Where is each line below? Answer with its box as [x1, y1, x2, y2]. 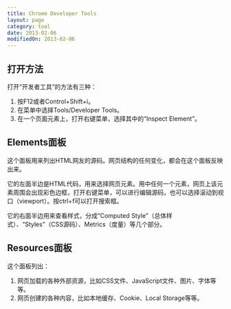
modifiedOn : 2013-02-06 [7, 36, 76, 43]
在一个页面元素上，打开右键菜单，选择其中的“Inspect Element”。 [16, 114, 201, 123]
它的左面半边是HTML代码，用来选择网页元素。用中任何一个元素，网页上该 [7, 179, 218, 188]
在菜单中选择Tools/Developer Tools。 [16, 106, 124, 114]
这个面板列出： [7, 261, 49, 270]
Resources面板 [7, 242, 72, 254]
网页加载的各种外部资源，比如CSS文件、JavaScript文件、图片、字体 [16, 277, 211, 285]
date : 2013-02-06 [7, 29, 57, 37]
